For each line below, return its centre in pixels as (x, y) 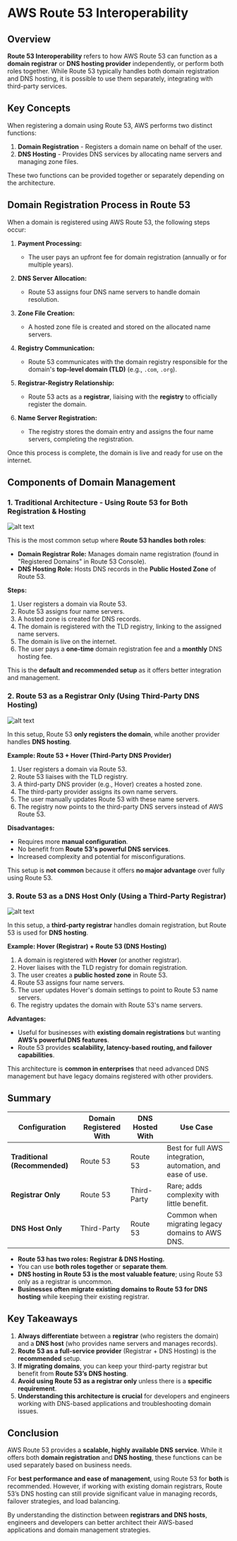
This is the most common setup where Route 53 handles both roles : (107, 540)
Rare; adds (184, 1185)
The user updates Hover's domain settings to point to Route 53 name (118, 990)
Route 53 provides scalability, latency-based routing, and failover (115, 1047)
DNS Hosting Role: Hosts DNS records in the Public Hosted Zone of (117, 569)
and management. (34, 678)
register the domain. (57, 404)
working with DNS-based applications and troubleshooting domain (114, 1403)
